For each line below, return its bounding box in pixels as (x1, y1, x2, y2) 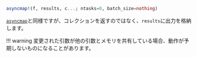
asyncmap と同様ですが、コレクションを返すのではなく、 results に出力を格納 (6, 17, 192, 24)
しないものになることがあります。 (11, 45, 94, 52)
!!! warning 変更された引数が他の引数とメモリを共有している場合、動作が (6, 37, 184, 44)
